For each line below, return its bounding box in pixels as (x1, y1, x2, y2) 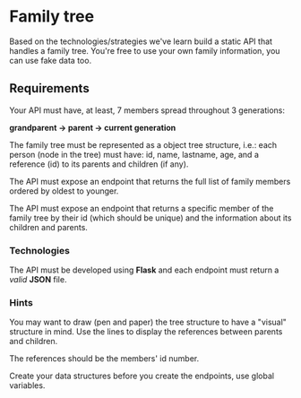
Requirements (9, 81, 90, 96)
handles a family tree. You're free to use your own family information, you (9, 45, 280, 56)
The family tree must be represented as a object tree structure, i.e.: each (9, 139, 278, 150)
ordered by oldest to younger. (9, 186, 119, 196)
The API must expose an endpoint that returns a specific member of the (9, 203, 274, 213)
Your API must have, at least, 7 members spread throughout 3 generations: (9, 105, 285, 116)
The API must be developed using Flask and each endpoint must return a (9, 264, 279, 275)
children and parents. (9, 221, 88, 232)
